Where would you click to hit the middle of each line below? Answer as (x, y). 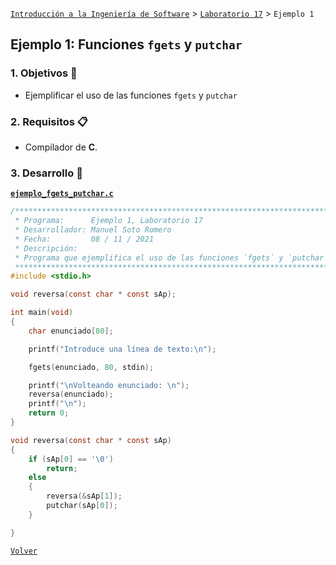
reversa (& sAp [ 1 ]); (84, 496)
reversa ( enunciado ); (71, 394)
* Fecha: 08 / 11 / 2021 (84, 239)
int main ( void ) (42, 313)
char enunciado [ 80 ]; (71, 331)
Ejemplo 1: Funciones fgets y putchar (126, 44)
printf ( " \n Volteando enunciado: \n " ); (109, 385)
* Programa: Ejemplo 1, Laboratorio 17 (108, 221)
